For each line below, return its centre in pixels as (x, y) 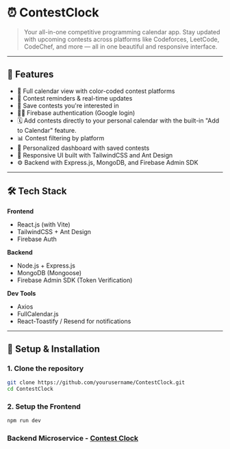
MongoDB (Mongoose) (49, 272)
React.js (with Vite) (43, 224)
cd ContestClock (30, 389)
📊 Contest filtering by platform (61, 138)
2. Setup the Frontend (44, 407)
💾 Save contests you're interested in (68, 105)
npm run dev (24, 421)
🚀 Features (30, 74)
